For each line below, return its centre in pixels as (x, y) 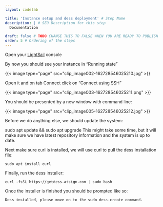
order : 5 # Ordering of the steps (40, 41)
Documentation (24, 27)
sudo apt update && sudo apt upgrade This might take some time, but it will (81, 130)
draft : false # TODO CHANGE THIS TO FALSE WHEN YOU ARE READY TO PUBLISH (82, 36)
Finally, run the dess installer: (34, 173)
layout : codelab (21, 9)
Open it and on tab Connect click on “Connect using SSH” (63, 83)
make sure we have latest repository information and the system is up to (78, 135)
